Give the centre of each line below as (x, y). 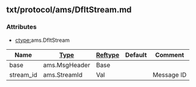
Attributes (21, 27)
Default (136, 55)
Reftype (108, 55)
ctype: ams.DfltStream (42, 40)
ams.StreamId (63, 74)
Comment (170, 55)
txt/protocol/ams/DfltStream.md (69, 10)
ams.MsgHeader (67, 65)
